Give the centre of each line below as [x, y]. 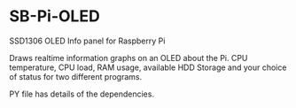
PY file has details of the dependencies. [82, 94]
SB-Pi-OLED [55, 16]
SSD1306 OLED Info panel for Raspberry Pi [87, 41]
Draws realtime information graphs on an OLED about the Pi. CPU [129, 58]
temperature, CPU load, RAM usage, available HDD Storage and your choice [148, 67]
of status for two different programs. [76, 76]
